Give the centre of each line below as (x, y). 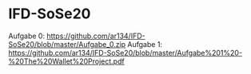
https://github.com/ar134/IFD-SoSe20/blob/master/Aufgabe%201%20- (125, 53)
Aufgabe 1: (145, 44)
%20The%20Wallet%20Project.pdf (67, 61)
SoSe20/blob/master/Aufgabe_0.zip (67, 44)
